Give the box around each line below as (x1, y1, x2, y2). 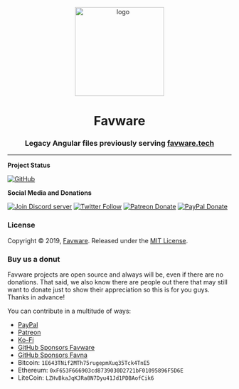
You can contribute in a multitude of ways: (7, 307, 132, 316)
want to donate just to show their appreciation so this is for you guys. (7, 285, 210, 294)
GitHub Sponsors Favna (17, 351, 87, 359)
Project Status (7, 161, 51, 170)
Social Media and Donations (7, 188, 92, 197)
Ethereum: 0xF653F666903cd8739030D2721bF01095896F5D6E (17, 366, 184, 375)
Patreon (17, 328, 41, 337)
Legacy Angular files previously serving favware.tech (24, 139, 215, 149)
